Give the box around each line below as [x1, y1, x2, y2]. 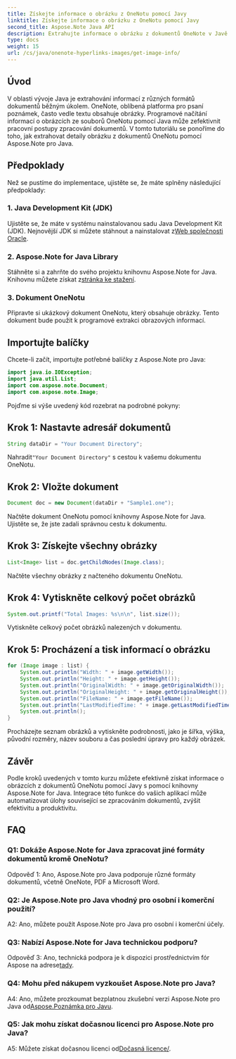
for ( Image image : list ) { [7, 662, 90, 669]
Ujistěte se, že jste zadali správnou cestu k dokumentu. [7, 520, 167, 528]
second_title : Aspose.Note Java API [7, 23, 114, 30]
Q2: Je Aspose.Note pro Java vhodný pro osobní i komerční [7, 895, 214, 905]
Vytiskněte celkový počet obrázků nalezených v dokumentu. [7, 623, 183, 632]
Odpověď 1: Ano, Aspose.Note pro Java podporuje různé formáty [7, 870, 196, 878]
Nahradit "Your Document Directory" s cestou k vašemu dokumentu [7, 453, 202, 462]
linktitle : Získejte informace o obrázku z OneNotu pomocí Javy [7, 17, 199, 24]
